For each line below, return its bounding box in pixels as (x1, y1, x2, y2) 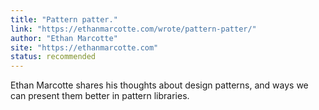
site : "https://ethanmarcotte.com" (10, 42, 159, 53)
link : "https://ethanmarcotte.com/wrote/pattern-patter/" (10, 24, 257, 34)
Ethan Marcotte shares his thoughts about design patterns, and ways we (10, 79, 309, 91)
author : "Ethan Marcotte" (10, 33, 118, 43)
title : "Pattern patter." (10, 14, 118, 25)
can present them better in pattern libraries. (10, 90, 190, 102)
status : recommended (10, 52, 97, 62)
